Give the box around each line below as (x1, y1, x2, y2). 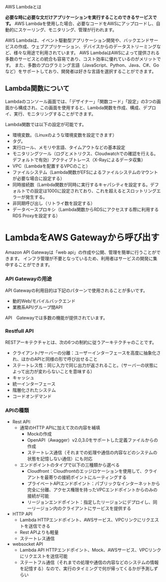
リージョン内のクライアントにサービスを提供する (31, 505, 131, 511)
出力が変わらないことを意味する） (25, 368, 95, 374)
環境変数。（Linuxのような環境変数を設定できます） (12, 132, 117, 138)
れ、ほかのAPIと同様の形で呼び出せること (12, 356, 98, 362)
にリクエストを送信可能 (19, 553, 68, 559)
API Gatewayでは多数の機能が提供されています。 (5, 315, 108, 321)
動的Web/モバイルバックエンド (12, 298, 76, 304)
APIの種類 (5, 407, 29, 414)
